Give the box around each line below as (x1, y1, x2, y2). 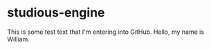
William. (7, 35, 30, 43)
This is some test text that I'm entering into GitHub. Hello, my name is (7, 28, 205, 36)
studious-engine (7, 5, 105, 21)
